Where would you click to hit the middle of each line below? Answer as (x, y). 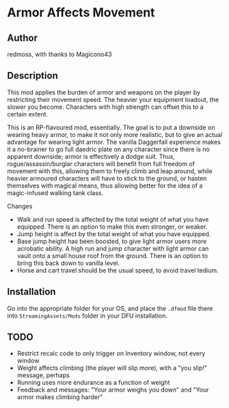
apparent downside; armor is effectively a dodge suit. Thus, (91, 156)
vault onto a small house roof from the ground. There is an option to (112, 255)
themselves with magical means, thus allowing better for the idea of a (105, 186)
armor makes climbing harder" (60, 397)
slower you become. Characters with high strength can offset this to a (105, 107)
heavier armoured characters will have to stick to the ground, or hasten (107, 178)
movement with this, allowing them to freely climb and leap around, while (110, 171)
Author (22, 38)
